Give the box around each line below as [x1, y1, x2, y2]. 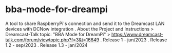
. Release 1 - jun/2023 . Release [100, 37, 167, 43]
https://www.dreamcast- [111, 31, 163, 37]
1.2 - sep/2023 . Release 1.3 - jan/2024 [5, 42, 88, 48]
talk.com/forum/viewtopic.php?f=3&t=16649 [5, 37, 100, 43]
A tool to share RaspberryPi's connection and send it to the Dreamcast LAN [5, 20, 165, 26]
